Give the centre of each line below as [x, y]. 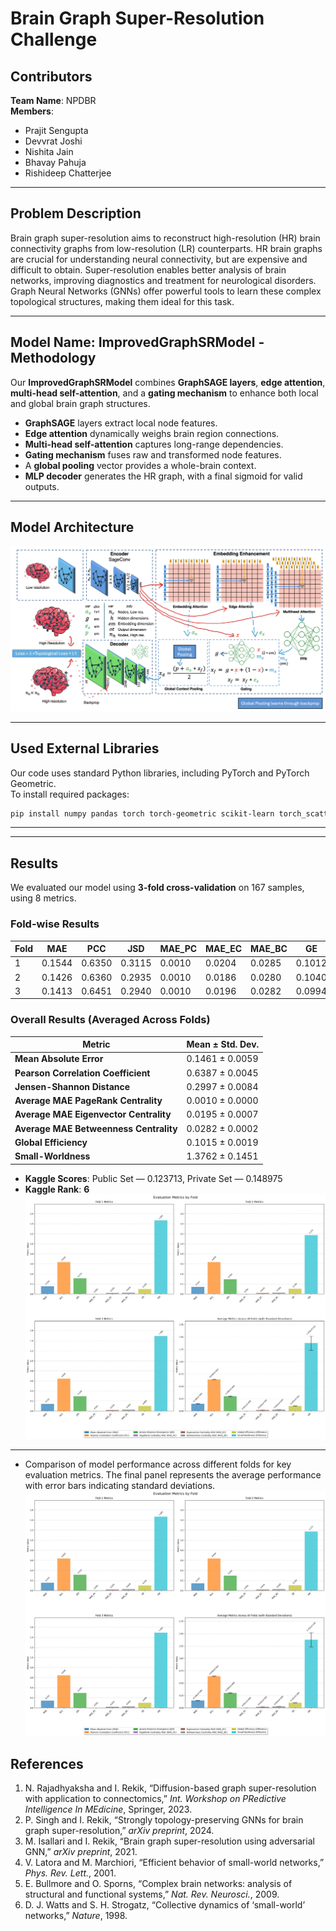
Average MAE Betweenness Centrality [96, 1128]
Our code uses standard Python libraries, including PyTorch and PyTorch [160, 773]
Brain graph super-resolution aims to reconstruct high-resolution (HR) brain [165, 238]
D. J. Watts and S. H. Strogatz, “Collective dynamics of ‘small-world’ [165, 1904]
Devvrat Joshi [53, 141]
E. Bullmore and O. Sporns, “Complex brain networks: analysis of [158, 1883]
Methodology [53, 358]
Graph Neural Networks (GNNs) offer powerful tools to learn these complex [166, 291]
